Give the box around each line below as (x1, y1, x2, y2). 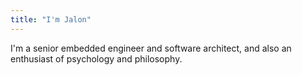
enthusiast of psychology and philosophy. (10, 52, 183, 65)
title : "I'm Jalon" (10, 14, 92, 25)
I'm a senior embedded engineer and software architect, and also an (10, 42, 292, 54)
